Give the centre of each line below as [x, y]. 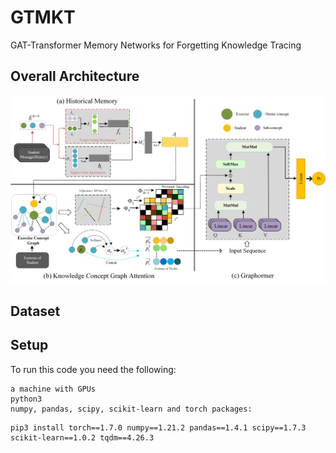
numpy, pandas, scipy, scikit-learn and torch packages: [131, 409]
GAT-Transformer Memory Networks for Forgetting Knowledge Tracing [156, 45]
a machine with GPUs [53, 389]
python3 [26, 399]
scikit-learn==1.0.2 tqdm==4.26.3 [82, 437]
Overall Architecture [75, 76]
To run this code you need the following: [93, 369]
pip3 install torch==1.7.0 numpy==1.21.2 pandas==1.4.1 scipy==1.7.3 [158, 427]
